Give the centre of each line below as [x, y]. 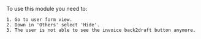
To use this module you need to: [47, 9]
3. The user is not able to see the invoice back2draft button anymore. [101, 30]
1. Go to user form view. [39, 20]
